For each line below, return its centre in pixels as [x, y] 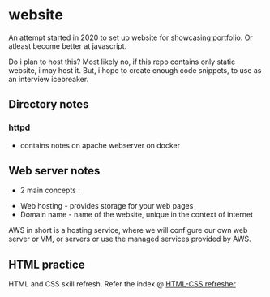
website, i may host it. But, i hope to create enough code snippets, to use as [135, 70]
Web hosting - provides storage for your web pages [107, 206]
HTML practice [47, 264]
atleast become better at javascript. [68, 45]
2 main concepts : [50, 190]
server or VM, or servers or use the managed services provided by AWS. [130, 239]
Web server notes [54, 171]
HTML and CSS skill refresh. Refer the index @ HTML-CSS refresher [122, 284]
